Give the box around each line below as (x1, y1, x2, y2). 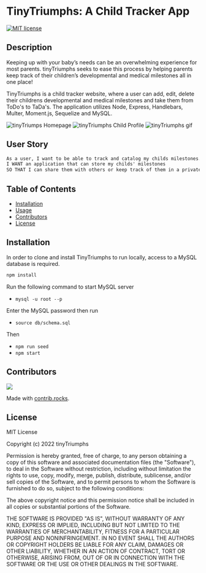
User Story (6, 139, 48, 150)
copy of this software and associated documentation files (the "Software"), (6, 458, 196, 466)
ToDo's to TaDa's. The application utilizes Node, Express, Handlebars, (6, 103, 183, 110)
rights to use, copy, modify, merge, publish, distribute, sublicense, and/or (6, 472, 191, 479)
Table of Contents (6, 184, 77, 194)
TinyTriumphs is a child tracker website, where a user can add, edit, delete (6, 90, 195, 97)
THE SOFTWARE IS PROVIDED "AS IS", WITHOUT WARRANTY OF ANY (6, 515, 185, 522)
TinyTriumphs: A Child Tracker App (6, 4, 190, 18)
